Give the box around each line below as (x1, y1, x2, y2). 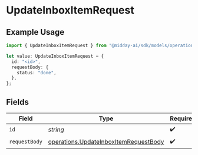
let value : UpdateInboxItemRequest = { (6, 53, 104, 59)
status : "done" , (16, 70, 57, 75)
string (48, 126, 65, 134)
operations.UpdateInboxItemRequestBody (48, 138, 164, 146)
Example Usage (6, 27, 65, 37)
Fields (6, 97, 29, 107)
